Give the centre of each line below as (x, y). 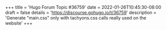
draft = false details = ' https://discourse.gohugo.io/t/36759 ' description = (81, 12)
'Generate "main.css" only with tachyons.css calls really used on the (76, 18)
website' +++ (19, 23)
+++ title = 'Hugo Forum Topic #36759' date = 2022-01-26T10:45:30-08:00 (83, 7)
